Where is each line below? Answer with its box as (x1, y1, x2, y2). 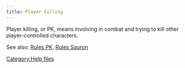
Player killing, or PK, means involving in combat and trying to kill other (6, 25, 179, 32)
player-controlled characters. (6, 31, 79, 39)
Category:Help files (6, 55, 55, 62)
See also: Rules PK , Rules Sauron (6, 43, 88, 51)
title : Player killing (6, 8, 63, 15)
